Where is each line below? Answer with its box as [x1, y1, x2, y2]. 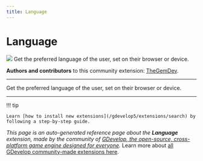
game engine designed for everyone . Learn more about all [28, 142, 174, 149]
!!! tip [6, 102, 19, 109]
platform [6, 142, 28, 149]
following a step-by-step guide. [6, 118, 91, 124]
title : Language [6, 8, 47, 15]
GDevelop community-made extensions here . [6, 148, 119, 155]
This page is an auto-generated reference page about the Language [6, 129, 178, 136]
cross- [173, 135, 190, 142]
